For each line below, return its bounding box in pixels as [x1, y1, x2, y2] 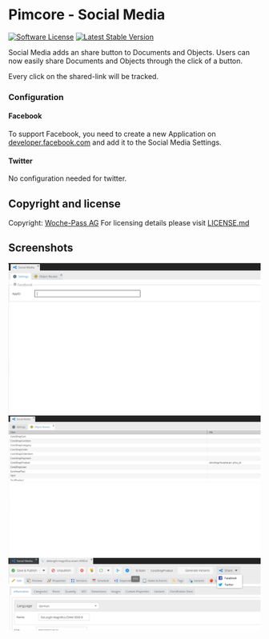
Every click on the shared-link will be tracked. [8, 71, 159, 81]
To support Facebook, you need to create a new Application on [8, 130, 216, 139]
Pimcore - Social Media [8, 6, 166, 24]
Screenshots [8, 242, 74, 255]
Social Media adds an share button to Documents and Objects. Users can [8, 47, 251, 57]
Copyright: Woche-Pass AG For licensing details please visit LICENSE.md [8, 218, 250, 228]
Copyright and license [8, 197, 122, 210]
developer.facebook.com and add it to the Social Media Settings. [8, 138, 222, 147]
